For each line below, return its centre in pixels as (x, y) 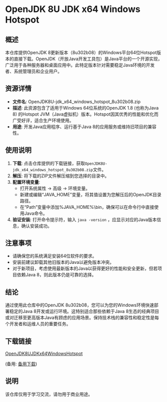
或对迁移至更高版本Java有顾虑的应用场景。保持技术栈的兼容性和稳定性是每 (82, 318)
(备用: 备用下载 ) (21, 364)
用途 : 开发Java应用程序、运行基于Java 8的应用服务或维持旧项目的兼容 (84, 127)
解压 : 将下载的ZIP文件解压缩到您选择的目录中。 (61, 176)
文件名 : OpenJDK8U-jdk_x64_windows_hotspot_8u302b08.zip (77, 102)
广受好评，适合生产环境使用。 (43, 120)
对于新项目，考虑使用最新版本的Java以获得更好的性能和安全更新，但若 (85, 268)
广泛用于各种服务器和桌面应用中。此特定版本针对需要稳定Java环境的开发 (80, 65)
